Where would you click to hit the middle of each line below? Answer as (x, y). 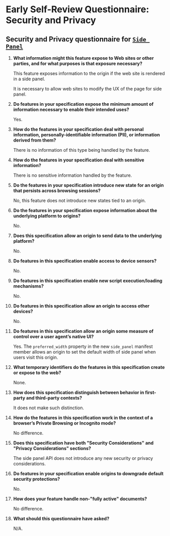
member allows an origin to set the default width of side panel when (84, 352)
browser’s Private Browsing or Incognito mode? (64, 423)
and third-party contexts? (54, 398)
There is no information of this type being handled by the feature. (82, 150)
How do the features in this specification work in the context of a (83, 418)
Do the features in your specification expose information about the (85, 210)
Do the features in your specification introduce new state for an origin (89, 185)
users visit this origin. (35, 357)
